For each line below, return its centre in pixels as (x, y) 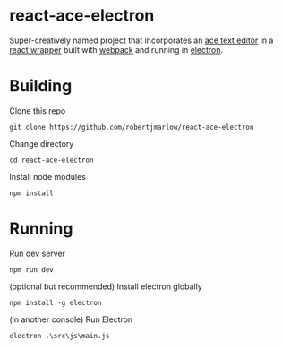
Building (41, 86)
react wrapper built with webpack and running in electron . (116, 49)
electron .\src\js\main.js (60, 336)
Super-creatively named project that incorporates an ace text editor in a (141, 40)
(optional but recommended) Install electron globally (106, 286)
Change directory (42, 143)
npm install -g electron (56, 302)
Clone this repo (38, 111)
